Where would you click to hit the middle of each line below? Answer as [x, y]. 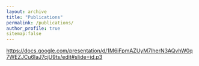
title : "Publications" [35, 17]
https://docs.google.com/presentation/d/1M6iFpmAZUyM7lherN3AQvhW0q [100, 51]
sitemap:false [24, 34]
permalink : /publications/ [40, 23]
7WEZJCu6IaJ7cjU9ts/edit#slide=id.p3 [54, 57]
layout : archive [26, 12]
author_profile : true [33, 28]
